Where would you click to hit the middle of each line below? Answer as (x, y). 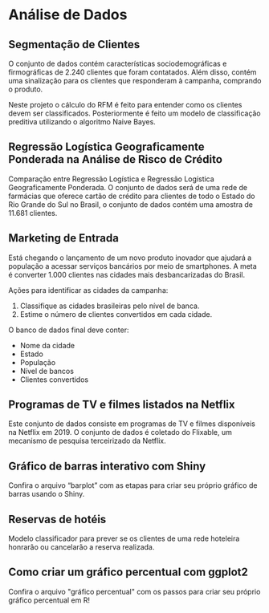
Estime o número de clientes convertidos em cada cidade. (116, 314)
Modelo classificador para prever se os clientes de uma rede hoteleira (124, 538)
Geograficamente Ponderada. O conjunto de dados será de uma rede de (128, 187)
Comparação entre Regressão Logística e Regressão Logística (111, 179)
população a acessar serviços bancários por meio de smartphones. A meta (132, 266)
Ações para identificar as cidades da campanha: (88, 290)
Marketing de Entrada (63, 238)
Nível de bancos (47, 371)
